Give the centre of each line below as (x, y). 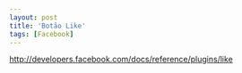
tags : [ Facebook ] (42, 34)
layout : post (34, 17)
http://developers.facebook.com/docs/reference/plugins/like (121, 60)
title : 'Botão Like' (48, 26)
